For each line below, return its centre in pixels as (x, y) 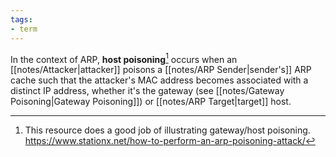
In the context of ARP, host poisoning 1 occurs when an (124, 58)
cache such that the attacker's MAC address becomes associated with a (159, 80)
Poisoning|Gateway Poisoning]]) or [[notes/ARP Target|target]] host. (151, 102)
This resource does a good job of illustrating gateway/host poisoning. (167, 130)
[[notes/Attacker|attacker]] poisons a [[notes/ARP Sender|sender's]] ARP (161, 70)
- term (24, 29)
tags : (21, 19)
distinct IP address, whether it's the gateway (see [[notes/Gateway (147, 91)
